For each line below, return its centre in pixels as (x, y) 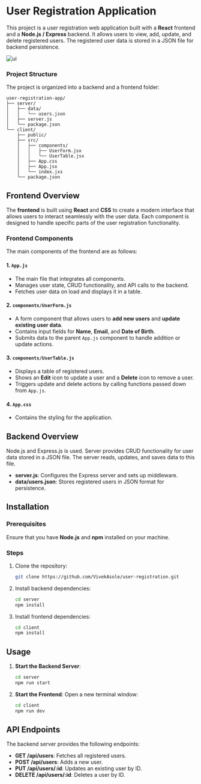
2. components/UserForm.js (39, 305)
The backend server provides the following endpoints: (73, 744)
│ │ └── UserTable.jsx (51, 156)
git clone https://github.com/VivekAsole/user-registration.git (97, 577)
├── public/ (32, 135)
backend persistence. (33, 47)
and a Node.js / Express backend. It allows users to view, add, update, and (99, 34)
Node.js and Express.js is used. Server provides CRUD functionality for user (100, 451)
